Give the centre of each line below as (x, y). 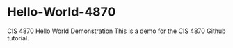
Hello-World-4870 (62, 12)
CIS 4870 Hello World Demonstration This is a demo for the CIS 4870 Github (116, 31)
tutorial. (18, 38)
